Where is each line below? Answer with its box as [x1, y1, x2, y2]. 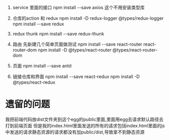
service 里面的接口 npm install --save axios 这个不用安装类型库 [12, 5, 145, 10]
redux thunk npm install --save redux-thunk [12, 31, 104, 37]
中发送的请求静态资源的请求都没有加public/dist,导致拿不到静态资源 [5, 129, 145, 135]
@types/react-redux [12, 79, 55, 85]
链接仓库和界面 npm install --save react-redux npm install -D [12, 74, 140, 80]
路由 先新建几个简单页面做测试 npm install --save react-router [12, 41, 143, 47]
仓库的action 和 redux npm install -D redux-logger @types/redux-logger [12, 15, 164, 21]
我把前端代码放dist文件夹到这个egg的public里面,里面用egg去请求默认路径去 [5, 116, 164, 122]
